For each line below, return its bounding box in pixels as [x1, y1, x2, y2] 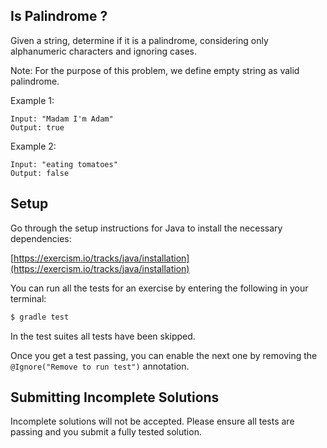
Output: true [10, 122, 65, 133]
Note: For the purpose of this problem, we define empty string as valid [10, 64, 300, 76]
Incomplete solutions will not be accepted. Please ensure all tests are [10, 415, 295, 428]
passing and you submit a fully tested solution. [10, 426, 202, 438]
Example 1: [10, 94, 55, 106]
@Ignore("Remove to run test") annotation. [10, 360, 190, 372]
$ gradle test [10, 312, 70, 322]
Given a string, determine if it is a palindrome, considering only [10, 34, 269, 46]
